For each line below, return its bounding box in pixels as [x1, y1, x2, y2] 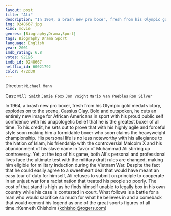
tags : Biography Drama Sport [5, 36, 67, 41]
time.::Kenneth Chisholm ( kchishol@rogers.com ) [5, 205, 107, 211]
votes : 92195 [5, 54, 33, 60]
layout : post [5, 7, 33, 13]
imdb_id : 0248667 [5, 59, 42, 65]
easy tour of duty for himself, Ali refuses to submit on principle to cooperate [5, 173, 164, 178]
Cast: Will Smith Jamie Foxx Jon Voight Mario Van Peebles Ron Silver [5, 92, 153, 99]
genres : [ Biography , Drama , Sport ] [5, 31, 76, 36]
